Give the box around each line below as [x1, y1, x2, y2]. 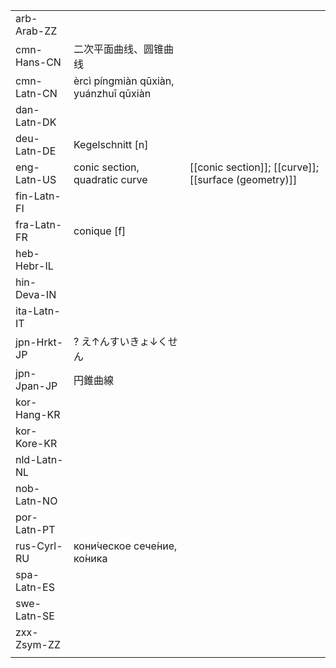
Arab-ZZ [15, 24, 58, 38]
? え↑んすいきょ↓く [73, 335, 168, 348]
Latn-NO [15, 494, 58, 508]
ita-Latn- [15, 304, 61, 318]
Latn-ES [15, 580, 55, 594]
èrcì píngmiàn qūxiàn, [73, 74, 175, 88]
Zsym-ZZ [15, 638, 62, 651]
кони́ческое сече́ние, [73, 539, 178, 553]
